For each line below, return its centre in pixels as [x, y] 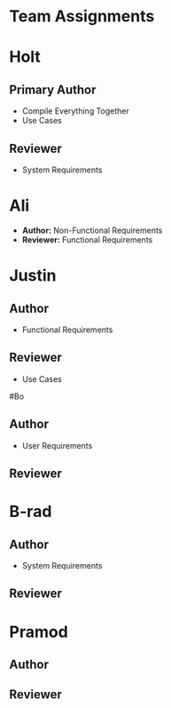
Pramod [39, 632]
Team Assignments [82, 16]
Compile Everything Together [76, 111]
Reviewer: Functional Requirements [87, 239]
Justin [33, 276]
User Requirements [57, 445]
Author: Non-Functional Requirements [92, 230]
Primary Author [53, 89]
